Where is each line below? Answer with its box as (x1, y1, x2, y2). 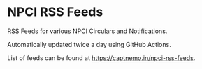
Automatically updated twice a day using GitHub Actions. (7, 40, 171, 48)
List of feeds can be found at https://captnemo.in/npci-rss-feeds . (7, 53, 196, 62)
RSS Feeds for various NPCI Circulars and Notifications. (7, 27, 168, 35)
